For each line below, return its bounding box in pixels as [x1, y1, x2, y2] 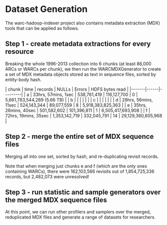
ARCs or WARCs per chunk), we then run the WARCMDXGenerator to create [5, 66, 161, 72]
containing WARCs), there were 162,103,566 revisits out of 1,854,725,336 [5, 168, 155, 174]
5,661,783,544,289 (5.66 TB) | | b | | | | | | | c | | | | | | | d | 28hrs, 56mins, [5, 97, 153, 103]
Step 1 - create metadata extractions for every [5, 40, 151, 48]
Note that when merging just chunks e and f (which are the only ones [5, 163, 147, 169]
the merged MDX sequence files [5, 196, 107, 204]
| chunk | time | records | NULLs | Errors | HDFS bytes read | [5, 86, 129, 92]
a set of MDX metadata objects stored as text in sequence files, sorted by [5, 71, 156, 77]
